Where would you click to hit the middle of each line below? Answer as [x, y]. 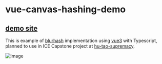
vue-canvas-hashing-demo [66, 9]
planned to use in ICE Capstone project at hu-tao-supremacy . [70, 46]
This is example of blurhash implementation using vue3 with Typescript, [81, 40]
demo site [22, 28]
